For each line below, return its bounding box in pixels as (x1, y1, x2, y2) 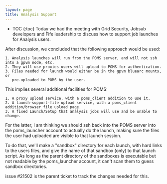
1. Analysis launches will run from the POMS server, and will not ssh (5, 55, 157, 60)
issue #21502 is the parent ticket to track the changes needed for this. (5, 173, 149, 179)
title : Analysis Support (5, 12, 57, 17)
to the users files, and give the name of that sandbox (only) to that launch (5, 148, 156, 154)
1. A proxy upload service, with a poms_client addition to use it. (5, 96, 151, 101)
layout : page (5, 7, 32, 12)
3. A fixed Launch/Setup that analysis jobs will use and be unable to (5, 109, 157, 114)
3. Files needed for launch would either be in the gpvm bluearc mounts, (5, 68, 162, 74)
